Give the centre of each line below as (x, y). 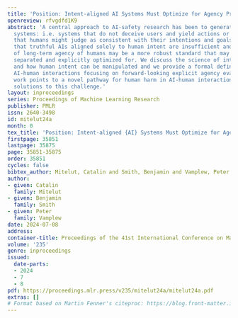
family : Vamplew (38, 218)
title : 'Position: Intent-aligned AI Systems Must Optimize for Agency (115, 14)
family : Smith (34, 205)
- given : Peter (30, 212)
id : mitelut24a (30, 119)
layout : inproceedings (41, 93)
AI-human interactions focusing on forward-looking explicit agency (117, 73)
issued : (19, 258)
